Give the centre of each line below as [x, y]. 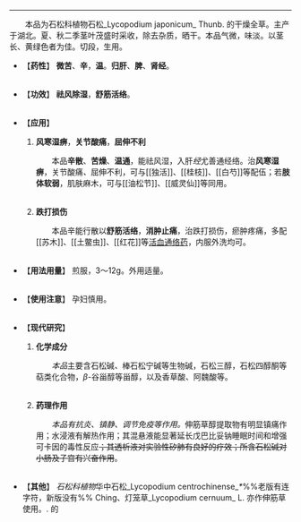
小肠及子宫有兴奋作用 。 [79, 458]
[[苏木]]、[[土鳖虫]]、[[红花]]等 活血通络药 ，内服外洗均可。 [143, 242]
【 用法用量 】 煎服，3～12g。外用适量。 [95, 270]
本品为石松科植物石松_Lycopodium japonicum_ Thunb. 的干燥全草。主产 [157, 24]
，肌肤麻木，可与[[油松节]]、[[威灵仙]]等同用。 [146, 183]
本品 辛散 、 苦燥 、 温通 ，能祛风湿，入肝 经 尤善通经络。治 [154, 161]
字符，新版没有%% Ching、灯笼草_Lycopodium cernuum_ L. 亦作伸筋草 [154, 497]
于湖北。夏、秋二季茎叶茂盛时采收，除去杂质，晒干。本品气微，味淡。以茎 [146, 35]
